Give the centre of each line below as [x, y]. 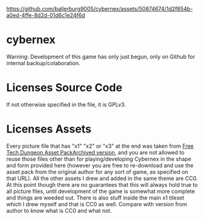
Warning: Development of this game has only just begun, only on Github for [101, 57]
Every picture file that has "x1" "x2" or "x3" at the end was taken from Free [100, 146]
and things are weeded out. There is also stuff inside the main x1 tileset [95, 198]
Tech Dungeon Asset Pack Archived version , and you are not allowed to [95, 152]
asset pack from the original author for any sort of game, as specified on [97, 172]
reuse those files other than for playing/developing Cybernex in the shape [99, 159]
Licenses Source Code [65, 88]
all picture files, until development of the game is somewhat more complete [100, 191]
